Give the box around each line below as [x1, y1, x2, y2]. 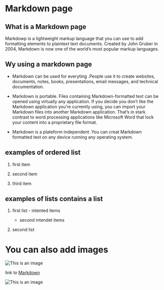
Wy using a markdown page [5, 60, 92, 69]
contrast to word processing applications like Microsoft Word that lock [12, 114, 154, 120]
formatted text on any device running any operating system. [12, 134, 133, 140]
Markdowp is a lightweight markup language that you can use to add [5, 35, 143, 41]
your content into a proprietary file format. [12, 119, 97, 125]
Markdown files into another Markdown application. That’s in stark [12, 109, 146, 115]
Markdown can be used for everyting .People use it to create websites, [12, 73, 155, 79]
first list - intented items [12, 207, 60, 214]
